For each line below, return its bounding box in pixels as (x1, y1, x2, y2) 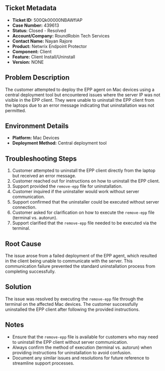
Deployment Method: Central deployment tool (12, 140, 107, 146)
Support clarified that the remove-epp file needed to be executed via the (12, 220, 157, 226)
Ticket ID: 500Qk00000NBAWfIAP (12, 17, 83, 23)
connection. (12, 205, 37, 210)
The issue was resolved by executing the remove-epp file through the (5, 296, 144, 302)
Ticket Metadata (5, 4, 57, 12)
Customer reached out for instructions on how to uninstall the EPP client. (12, 178, 160, 184)
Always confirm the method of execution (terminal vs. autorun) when (12, 344, 152, 350)
